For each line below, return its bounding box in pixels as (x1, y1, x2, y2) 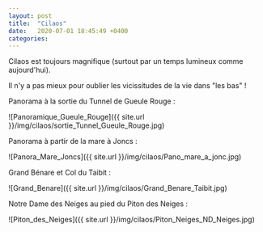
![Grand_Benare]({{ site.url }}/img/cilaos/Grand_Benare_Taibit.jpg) (8, 183, 228, 193)
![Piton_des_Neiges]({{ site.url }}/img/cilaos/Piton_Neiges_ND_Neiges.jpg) (8, 215, 255, 225)
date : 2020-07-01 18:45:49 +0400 (8, 27, 129, 35)
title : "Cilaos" (8, 19, 67, 27)
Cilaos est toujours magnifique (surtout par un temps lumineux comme (8, 57, 244, 66)
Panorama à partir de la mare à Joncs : (8, 137, 138, 146)
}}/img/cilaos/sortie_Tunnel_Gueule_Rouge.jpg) (8, 120, 165, 130)
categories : (8, 34, 49, 43)
